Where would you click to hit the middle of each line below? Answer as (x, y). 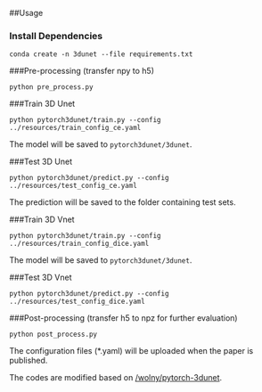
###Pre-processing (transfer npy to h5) (82, 71)
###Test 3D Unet (41, 162)
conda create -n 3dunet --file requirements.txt (101, 54)
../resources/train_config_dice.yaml (79, 244)
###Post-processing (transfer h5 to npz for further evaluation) (123, 318)
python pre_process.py (51, 87)
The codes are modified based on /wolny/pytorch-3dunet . (116, 378)
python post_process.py (53, 335)
